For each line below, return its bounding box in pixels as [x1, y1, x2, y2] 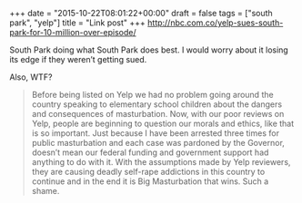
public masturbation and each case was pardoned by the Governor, [31, 138, 285, 148]
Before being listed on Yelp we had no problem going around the [31, 90, 275, 100]
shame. [31, 186, 60, 196]
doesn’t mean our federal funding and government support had [31, 147, 269, 158]
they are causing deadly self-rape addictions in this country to [31, 167, 266, 177]
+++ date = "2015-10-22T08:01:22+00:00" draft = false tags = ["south [9, 8, 273, 18]
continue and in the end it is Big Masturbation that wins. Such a [31, 176, 269, 187]
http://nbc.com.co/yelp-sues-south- [146, 17, 284, 28]
